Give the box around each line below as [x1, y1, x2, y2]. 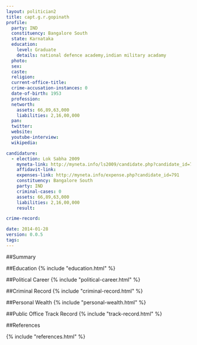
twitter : [11, 123, 33, 129]
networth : [11, 101, 35, 108]
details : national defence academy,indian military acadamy [16, 52, 167, 58]
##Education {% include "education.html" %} [6, 264, 116, 272]
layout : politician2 [6, 8, 57, 15]
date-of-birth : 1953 [11, 91, 62, 96]
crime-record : [6, 216, 41, 222]
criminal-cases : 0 [16, 189, 62, 195]
